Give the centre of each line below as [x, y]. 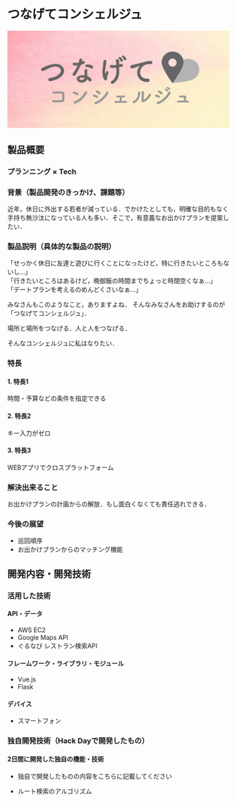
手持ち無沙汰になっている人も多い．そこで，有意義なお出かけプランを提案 [115, 218]
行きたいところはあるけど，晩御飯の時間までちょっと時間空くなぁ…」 [115, 281]
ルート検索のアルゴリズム [55, 791]
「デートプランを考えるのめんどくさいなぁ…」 [75, 290]
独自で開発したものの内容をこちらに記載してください [95, 776]
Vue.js [27, 679]
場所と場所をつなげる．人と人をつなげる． [69, 328]
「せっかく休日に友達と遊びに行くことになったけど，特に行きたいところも [115, 263]
